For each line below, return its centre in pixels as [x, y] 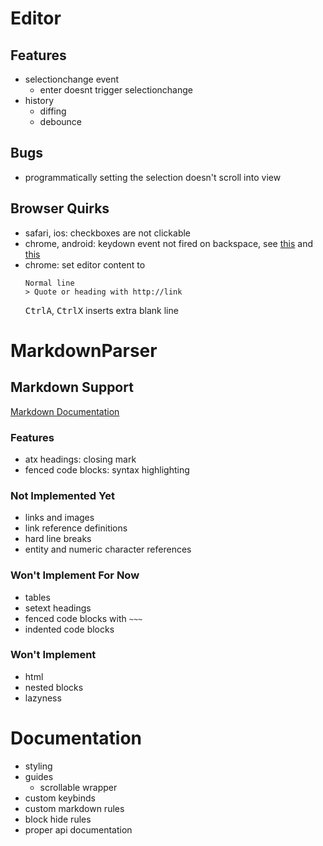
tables [37, 597]
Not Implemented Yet [62, 495]
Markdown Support [72, 387]
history [39, 100]
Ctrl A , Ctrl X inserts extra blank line [101, 310]
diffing [53, 111]
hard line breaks [58, 539]
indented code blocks [69, 629]
